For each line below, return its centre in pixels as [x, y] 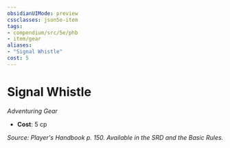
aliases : [20, 45]
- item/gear [24, 39]
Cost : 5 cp [32, 124]
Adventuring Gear [33, 111]
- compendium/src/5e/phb [43, 33]
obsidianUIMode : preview [43, 13]
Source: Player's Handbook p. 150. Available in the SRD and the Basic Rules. [115, 137]
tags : [15, 26]
